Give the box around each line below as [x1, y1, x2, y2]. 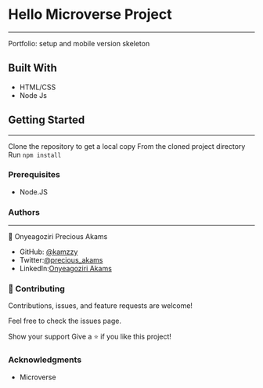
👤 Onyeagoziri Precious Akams [8, 232, 108, 241]
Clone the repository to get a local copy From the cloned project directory [8, 141, 246, 150]
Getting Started [8, 114, 85, 127]
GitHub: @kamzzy [19, 247, 78, 256]
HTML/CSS [19, 82, 56, 92]
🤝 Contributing [8, 284, 65, 295]
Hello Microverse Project [8, 5, 172, 24]
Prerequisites [8, 169, 60, 180]
